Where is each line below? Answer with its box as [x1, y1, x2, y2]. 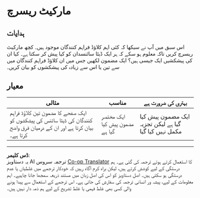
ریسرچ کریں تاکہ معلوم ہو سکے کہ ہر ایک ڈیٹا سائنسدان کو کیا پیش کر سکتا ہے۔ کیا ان [7, 50, 193, 57]
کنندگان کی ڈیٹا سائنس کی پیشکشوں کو [9, 116, 93, 124]
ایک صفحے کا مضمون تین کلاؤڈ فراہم [9, 108, 87, 117]
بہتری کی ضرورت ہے [144, 98, 188, 107]
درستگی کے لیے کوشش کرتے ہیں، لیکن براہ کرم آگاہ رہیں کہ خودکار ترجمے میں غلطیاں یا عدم [7, 164, 180, 171]
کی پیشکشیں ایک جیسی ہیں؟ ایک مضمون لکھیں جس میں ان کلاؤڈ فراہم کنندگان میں [7, 57, 193, 63]
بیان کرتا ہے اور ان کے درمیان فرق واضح [9, 123, 94, 132]
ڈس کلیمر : [7, 151, 30, 158]
